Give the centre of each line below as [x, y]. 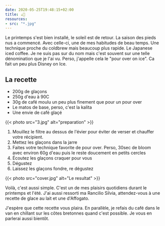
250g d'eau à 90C [31, 97]
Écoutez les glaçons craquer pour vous [52, 158]
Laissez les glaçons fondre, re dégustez [53, 169]
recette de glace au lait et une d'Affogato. [47, 198]
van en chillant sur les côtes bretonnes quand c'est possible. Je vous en [79, 213]
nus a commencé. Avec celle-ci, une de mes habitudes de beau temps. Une [82, 43]
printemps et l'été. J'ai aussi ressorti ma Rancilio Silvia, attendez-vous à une [83, 193]
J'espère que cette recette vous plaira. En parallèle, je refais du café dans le [82, 208]
